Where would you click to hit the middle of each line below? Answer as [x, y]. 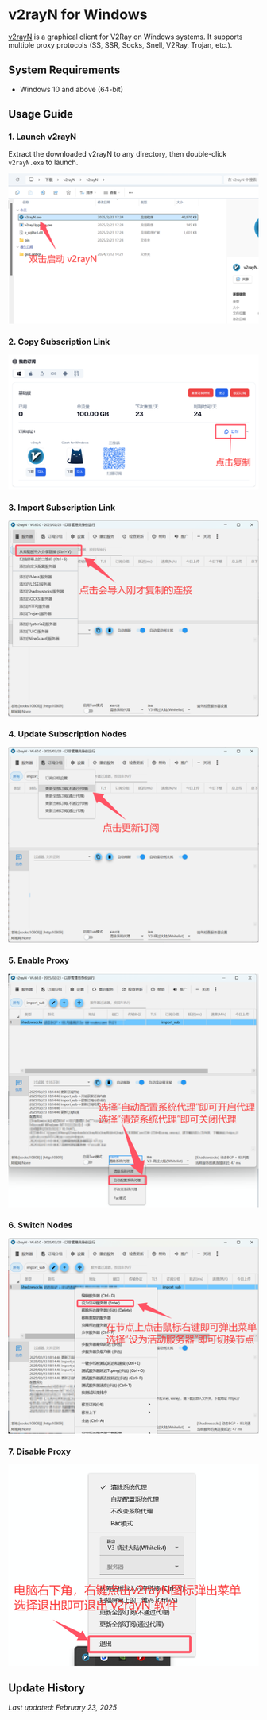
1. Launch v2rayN [43, 137]
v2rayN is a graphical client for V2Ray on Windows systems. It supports [126, 37]
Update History [47, 1689]
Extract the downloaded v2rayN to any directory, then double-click [118, 154]
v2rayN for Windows [78, 15]
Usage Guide [41, 114]
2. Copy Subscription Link [59, 342]
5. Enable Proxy [39, 960]
